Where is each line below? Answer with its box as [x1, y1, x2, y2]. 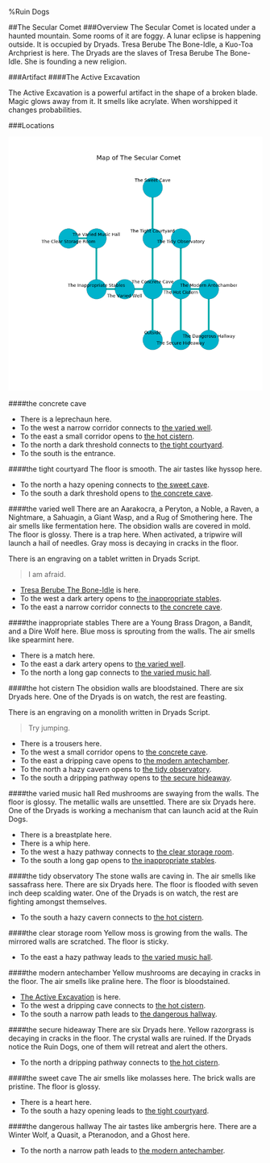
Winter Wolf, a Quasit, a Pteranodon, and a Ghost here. [8, 1130, 190, 1140]
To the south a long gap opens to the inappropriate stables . [19, 856, 218, 865]
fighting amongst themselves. [8, 897, 107, 906]
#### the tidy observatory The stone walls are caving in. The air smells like [8, 871, 256, 881]
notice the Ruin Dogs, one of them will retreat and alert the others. [8, 1042, 228, 1051]
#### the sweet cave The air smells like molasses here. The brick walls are [8, 1074, 256, 1082]
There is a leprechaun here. [19, 414, 112, 424]
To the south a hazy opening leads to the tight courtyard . [19, 1106, 210, 1115]
